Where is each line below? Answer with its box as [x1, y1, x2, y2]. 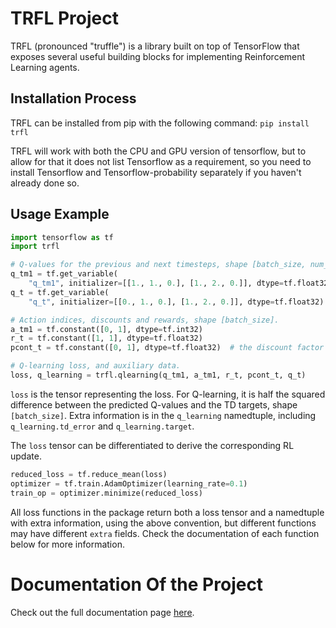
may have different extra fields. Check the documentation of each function [10, 527, 320, 539]
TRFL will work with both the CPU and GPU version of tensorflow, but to [10, 145, 307, 157]
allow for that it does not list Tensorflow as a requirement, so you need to [10, 155, 312, 167]
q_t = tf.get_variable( [10, 287, 110, 297]
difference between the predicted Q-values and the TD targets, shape [10, 398, 298, 411]
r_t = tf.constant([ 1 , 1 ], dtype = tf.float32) [10, 333, 203, 344]
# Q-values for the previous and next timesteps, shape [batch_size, [10, 260, 307, 270]
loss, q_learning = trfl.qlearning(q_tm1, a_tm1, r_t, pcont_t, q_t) [10, 370, 307, 381]
